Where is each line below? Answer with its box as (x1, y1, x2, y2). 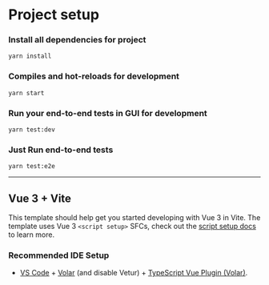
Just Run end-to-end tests (8, 144, 114, 155)
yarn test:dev (8, 126, 56, 134)
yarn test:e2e (8, 163, 56, 171)
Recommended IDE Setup (8, 250, 110, 261)
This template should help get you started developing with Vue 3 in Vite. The (8, 213, 261, 223)
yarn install (8, 52, 52, 61)
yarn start (8, 89, 45, 97)
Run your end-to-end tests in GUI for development (8, 107, 208, 118)
